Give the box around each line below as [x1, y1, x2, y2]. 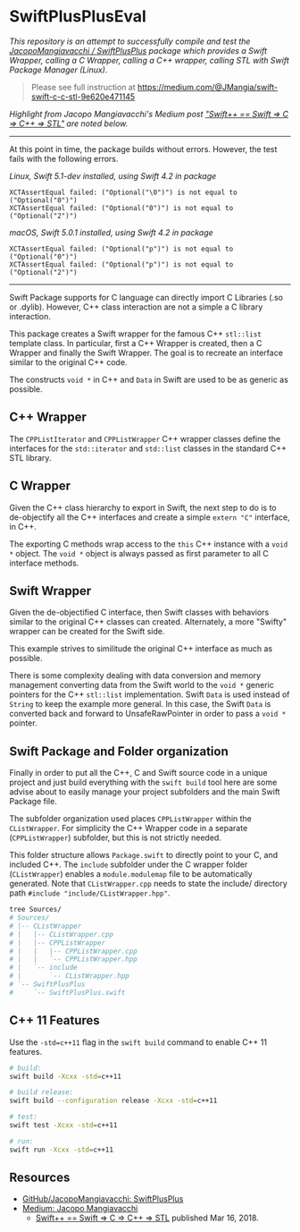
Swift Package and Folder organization [9, 743, 229, 759]
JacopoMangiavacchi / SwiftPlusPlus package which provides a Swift [9, 45, 268, 55]
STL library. [9, 452, 52, 463]
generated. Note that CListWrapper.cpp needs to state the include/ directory [9, 879, 287, 889]
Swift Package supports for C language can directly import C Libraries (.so [9, 292, 284, 302]
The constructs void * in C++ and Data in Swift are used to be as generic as [9, 374, 288, 385]
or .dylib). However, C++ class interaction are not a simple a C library [9, 302, 263, 312]
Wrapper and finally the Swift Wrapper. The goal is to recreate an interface [9, 347, 284, 358]
